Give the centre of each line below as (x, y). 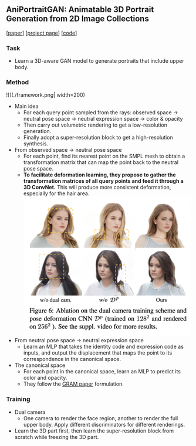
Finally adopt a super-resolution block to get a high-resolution (98, 138)
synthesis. (36, 144)
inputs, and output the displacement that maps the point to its (98, 353)
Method (18, 83)
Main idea (27, 106)
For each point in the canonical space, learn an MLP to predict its (102, 372)
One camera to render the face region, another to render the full (101, 418)
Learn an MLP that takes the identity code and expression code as (103, 347)
